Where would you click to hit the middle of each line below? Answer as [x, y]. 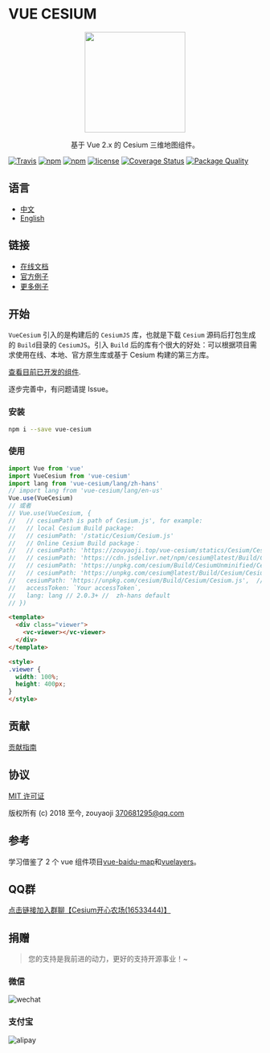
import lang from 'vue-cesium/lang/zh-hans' [84, 483]
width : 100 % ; [37, 677]
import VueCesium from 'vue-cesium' [70, 476]
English [32, 218]
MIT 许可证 [27, 796]
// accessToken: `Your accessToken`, [75, 588]
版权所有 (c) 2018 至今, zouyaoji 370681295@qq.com [96, 813]
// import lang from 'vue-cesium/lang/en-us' [86, 491]
